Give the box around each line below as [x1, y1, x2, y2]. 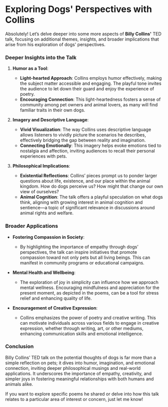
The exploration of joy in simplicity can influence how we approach [20, 279, 159, 285]
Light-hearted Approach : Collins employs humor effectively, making [20, 75, 162, 81]
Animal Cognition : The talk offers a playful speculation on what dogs [20, 194, 163, 200]
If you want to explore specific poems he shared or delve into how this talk [5, 390, 159, 397]
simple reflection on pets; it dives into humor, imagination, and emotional [5, 360, 155, 366]
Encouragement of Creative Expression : [12, 305, 98, 311]
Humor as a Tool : [12, 65, 49, 71]
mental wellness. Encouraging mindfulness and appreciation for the [20, 285, 159, 291]
